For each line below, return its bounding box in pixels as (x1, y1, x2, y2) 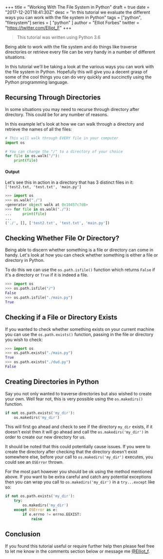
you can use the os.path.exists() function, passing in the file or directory (5, 331, 154, 337)
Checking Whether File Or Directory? (5, 234, 120, 242)
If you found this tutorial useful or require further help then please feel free (5, 543, 155, 549)
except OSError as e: (14, 508, 57, 513)
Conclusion (5, 530, 41, 538)
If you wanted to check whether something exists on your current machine (5, 326, 155, 332)
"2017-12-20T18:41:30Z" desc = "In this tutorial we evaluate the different (5, 9, 150, 15)
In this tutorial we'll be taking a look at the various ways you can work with (5, 64, 154, 69)
